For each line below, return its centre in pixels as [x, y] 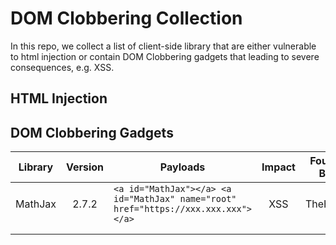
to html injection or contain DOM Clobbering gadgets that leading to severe [165, 56]
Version [85, 167]
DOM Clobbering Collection [126, 18]
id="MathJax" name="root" [175, 199]
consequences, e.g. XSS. [62, 67]
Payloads [182, 167]
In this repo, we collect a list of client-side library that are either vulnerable [163, 46]
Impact [278, 167]
